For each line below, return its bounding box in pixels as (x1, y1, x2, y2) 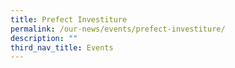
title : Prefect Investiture (10, 14, 128, 25)
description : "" (10, 33, 78, 43)
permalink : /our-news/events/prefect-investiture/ (10, 24, 226, 34)
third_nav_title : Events (10, 42, 114, 53)
